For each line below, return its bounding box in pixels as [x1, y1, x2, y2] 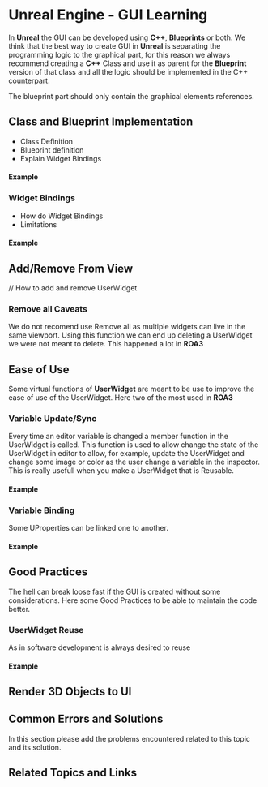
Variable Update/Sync [8, 413, 97, 424]
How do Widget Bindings [19, 211, 104, 221]
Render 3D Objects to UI [8, 685, 132, 699]
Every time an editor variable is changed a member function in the [8, 432, 229, 441]
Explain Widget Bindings [19, 153, 102, 163]
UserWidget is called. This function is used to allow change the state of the [8, 440, 259, 449]
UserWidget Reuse [8, 624, 84, 635]
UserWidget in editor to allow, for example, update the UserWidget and [8, 449, 245, 458]
